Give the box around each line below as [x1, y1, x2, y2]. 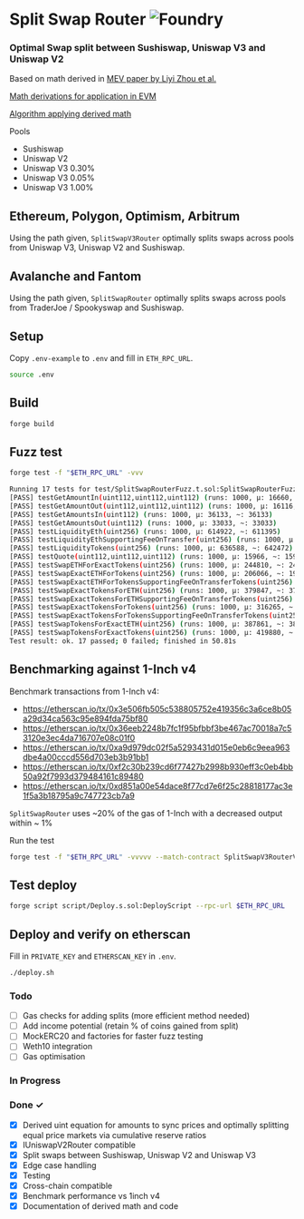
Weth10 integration [22, 1041, 93, 1052]
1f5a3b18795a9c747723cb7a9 [22, 790, 136, 801]
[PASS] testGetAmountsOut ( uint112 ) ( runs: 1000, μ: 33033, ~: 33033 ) [9, 518, 278, 528]
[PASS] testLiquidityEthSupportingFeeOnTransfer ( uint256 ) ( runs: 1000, [9, 535, 285, 544]
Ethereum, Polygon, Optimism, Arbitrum [9, 209, 241, 224]
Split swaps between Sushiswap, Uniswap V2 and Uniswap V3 [22, 1149, 256, 1160]
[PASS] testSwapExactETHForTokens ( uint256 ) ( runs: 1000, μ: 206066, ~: [9, 569, 285, 578]
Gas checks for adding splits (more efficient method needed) [22, 1010, 251, 1021]
